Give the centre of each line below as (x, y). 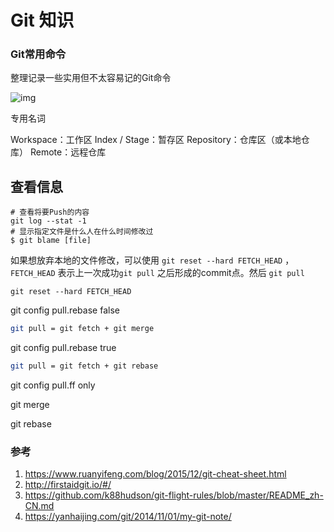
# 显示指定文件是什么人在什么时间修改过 (82, 232)
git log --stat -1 (48, 221)
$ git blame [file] (51, 241)
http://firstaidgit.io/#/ (68, 485)
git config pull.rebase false (65, 310)
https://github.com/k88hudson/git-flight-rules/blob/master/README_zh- (174, 495)
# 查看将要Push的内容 (50, 212)
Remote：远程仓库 (68, 152)
